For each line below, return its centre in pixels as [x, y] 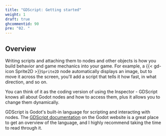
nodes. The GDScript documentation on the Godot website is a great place [82, 117]
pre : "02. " [17, 28]
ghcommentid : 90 [22, 24]
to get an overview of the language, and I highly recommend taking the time [83, 122]
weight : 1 [15, 14]
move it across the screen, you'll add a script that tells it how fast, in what [81, 76]
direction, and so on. [26, 82]
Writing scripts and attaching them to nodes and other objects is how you [81, 60]
